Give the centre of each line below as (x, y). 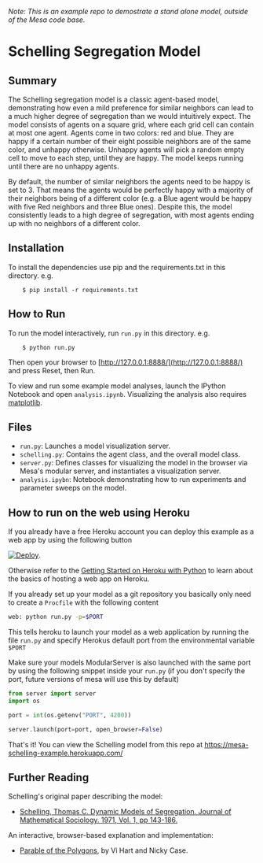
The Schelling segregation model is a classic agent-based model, (114, 99)
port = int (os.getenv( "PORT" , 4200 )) (70, 715)
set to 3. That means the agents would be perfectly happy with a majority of (131, 190)
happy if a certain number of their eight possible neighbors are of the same (130, 141)
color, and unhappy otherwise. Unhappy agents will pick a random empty (126, 150)
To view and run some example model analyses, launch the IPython (117, 386)
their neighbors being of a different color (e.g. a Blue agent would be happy (130, 198)
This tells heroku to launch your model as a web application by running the (129, 632)
